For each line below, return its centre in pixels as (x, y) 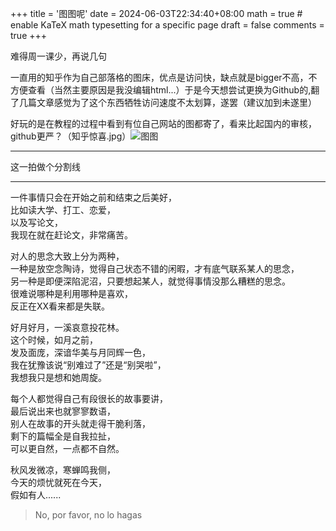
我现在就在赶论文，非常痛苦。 (71, 235)
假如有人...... (36, 495)
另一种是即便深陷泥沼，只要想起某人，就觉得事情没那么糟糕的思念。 (150, 281)
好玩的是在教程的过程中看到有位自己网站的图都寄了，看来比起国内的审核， (163, 123)
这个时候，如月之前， (54, 340)
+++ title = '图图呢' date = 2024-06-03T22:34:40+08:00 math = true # (156, 13)
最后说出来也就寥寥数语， (63, 411)
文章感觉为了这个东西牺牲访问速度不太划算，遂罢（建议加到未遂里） (176, 102)
